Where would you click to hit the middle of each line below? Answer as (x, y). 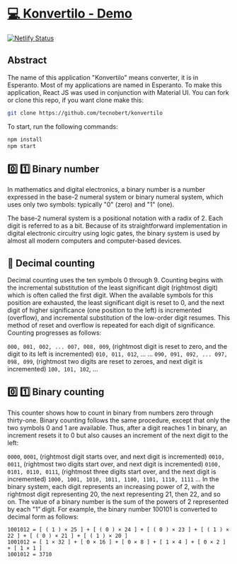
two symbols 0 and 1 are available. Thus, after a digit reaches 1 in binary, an (117, 427)
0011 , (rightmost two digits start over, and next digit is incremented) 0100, (114, 464)
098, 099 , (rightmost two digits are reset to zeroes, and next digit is (105, 361)
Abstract (27, 61)
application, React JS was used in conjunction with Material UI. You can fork (118, 92)
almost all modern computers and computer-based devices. (95, 241)
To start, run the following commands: (63, 126)
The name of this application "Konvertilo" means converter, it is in (103, 77)
